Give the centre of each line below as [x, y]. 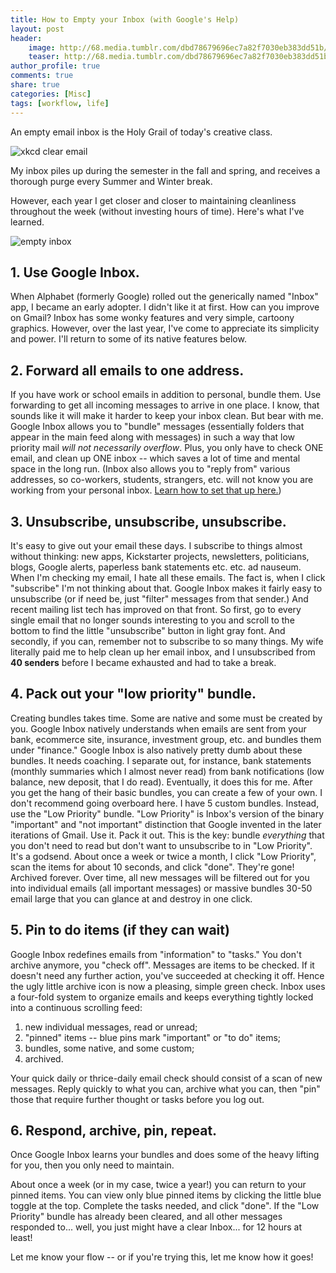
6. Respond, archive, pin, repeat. [114, 1130]
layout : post [37, 29]
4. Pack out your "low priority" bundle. [133, 694]
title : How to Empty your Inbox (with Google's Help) [125, 19]
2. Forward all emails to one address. [127, 370]
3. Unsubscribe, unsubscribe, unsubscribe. [148, 521]
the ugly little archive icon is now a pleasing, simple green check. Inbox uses [168, 986]
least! [21, 1238]
